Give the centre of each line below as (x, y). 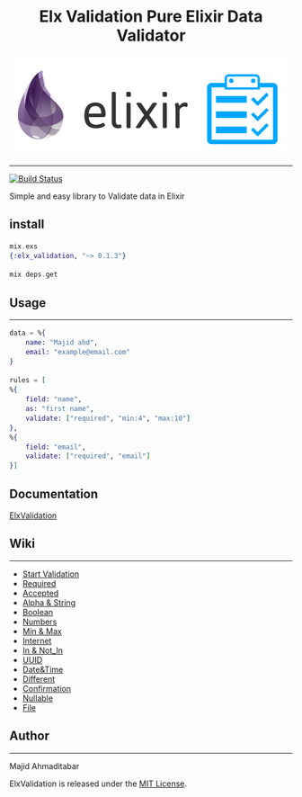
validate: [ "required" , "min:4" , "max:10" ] (108, 418)
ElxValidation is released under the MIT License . (98, 784)
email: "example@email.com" (78, 352)
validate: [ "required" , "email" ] (88, 456)
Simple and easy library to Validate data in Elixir (97, 196)
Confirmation (47, 688)
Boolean (38, 612)
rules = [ (28, 381)
